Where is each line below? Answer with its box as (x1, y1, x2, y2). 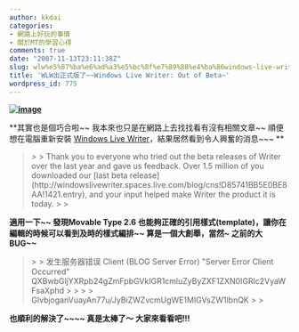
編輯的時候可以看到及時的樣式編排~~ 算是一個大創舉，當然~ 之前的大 (9, 228, 263, 239)
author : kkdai (9, 12, 62, 22)
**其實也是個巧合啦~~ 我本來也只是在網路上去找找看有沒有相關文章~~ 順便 (9, 122, 284, 133)
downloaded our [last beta (30, 170, 128, 181)
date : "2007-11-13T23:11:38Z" (9, 54, 122, 63)
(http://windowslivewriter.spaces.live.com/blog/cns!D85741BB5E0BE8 (30, 179, 287, 190)
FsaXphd (30, 285, 65, 296)
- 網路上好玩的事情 (9, 29, 71, 38)
